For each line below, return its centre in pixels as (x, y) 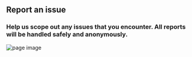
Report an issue (36, 10)
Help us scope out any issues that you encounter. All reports (96, 27)
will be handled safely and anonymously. (67, 34)
